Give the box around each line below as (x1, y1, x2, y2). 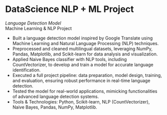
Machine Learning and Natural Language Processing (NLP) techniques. (12, 40, 159, 46)
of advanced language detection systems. (12, 93, 99, 99)
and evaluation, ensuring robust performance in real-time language (12, 77, 151, 83)
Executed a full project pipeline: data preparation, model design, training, (12, 72, 162, 78)
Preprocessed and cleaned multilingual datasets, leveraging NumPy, (12, 45, 153, 51)
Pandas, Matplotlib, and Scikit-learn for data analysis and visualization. (12, 51, 158, 57)
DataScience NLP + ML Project (5, 3, 134, 15)
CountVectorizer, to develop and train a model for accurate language (12, 61, 154, 67)
